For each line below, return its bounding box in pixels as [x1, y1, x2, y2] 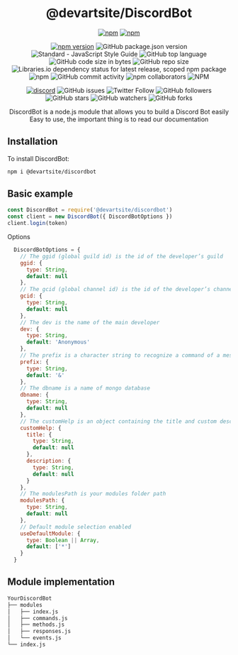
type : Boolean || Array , [25, 536, 100, 544]
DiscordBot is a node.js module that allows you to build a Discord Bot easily [9, 107, 229, 116]
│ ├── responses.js [7, 628, 72, 635]
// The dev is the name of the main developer [20, 319, 160, 326]
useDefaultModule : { [20, 530, 81, 537]
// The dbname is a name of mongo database [20, 385, 151, 392]
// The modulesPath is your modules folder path [20, 490, 166, 497]
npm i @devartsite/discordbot [7, 168, 97, 175]
